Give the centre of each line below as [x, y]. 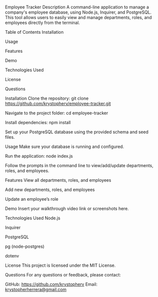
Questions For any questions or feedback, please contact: [63, 275]
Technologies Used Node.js [33, 218]
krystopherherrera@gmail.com [36, 289]
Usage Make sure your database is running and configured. [65, 147]
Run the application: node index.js [39, 156]
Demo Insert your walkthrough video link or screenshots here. [67, 209]
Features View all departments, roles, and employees [58, 180]
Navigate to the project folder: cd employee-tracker [57, 113]
